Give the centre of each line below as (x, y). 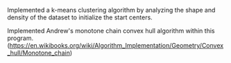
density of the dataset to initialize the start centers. (80, 17)
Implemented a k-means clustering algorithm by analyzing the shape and (111, 10)
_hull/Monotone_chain (39, 53)
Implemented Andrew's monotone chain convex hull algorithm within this (111, 31)
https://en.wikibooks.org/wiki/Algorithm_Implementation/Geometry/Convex (117, 45)
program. (20, 38)
